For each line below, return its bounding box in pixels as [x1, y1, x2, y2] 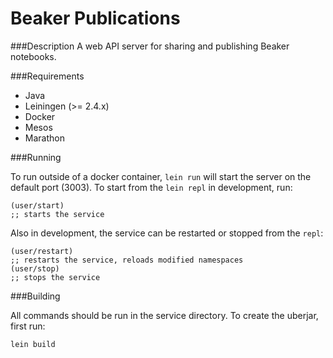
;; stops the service [10, 272, 101, 282]
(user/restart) [10, 246, 74, 256]
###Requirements [10, 70, 85, 82]
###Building [10, 290, 61, 302]
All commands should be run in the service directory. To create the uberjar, [10, 309, 319, 321]
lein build [10, 339, 56, 349]
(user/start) [10, 200, 65, 211]
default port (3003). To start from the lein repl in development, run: [10, 181, 293, 193]
